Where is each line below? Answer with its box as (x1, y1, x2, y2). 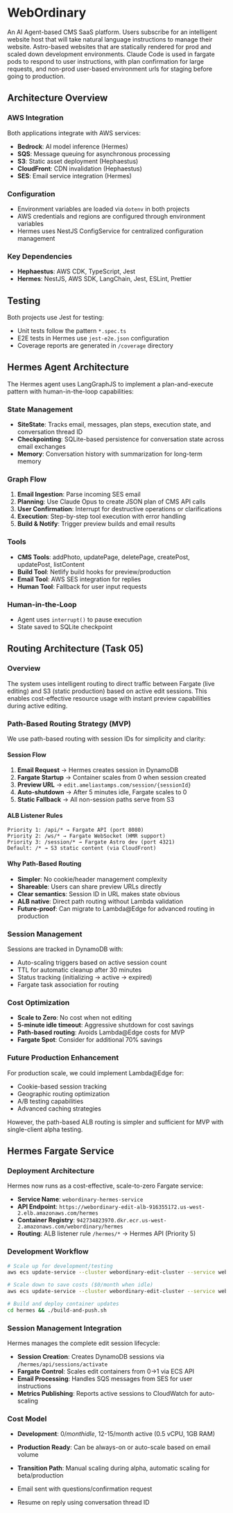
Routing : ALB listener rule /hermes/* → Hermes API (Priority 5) (17, 1229, 196, 1238)
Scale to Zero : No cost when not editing (17, 1014, 132, 1022)
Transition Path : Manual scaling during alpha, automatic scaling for (17, 1464, 210, 1472)
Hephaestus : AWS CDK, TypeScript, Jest (17, 267, 136, 275)
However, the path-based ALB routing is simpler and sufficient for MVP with (7, 1118, 224, 1126)
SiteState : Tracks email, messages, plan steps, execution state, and (17, 420, 212, 429)
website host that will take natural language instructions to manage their (7, 35, 213, 43)
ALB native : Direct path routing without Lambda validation (17, 897, 184, 905)
